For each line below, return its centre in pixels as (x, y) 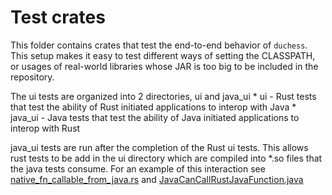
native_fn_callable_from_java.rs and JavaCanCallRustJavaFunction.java (157, 179)
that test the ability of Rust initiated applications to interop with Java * (153, 107)
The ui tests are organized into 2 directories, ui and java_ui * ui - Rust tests (163, 96)
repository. (32, 77)
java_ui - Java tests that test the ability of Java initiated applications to (155, 117)
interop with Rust (45, 128)
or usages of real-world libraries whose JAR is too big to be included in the (164, 66)
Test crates (58, 17)
